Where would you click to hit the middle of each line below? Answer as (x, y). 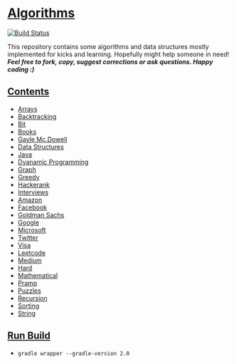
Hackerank (33, 184)
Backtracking (37, 116)
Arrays (27, 109)
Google (28, 222)
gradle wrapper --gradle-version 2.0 (74, 353)
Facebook (32, 207)
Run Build (29, 336)
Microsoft (32, 230)
